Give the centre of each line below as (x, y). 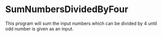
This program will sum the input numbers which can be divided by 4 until (81, 23)
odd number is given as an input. (39, 28)
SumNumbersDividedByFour (67, 9)
